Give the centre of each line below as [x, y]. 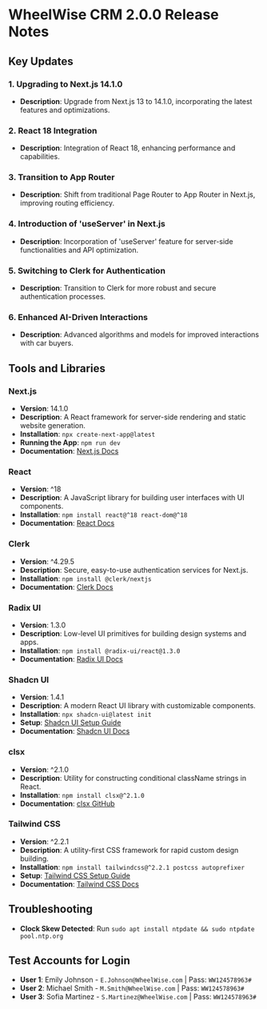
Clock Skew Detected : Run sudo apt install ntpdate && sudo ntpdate [137, 928]
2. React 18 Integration [53, 130]
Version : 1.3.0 [43, 625]
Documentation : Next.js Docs [69, 451]
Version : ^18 [40, 489]
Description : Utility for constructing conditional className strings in [133, 778]
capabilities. [40, 157]
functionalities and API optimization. [79, 250]
